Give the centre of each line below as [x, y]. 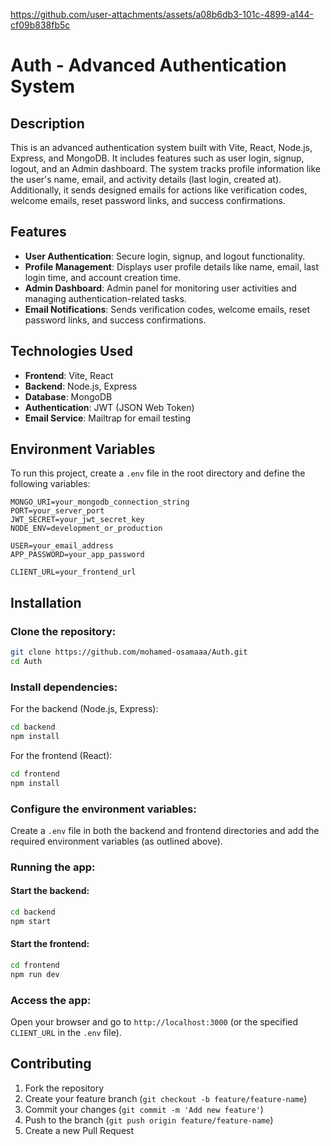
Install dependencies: [64, 687]
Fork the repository [64, 1088]
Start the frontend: [50, 944]
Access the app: [51, 1000]
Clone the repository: [63, 631]
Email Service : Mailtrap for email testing [108, 418]
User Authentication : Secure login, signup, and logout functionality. [165, 256]
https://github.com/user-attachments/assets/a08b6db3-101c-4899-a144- [162, 14]
